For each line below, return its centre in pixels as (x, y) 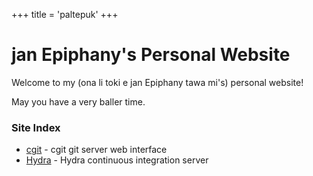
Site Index (36, 127)
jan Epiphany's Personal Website (151, 55)
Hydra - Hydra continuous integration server (117, 160)
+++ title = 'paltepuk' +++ (65, 14)
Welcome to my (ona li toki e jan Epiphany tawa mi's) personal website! (157, 82)
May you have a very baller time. (78, 101)
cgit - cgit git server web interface (96, 150)
